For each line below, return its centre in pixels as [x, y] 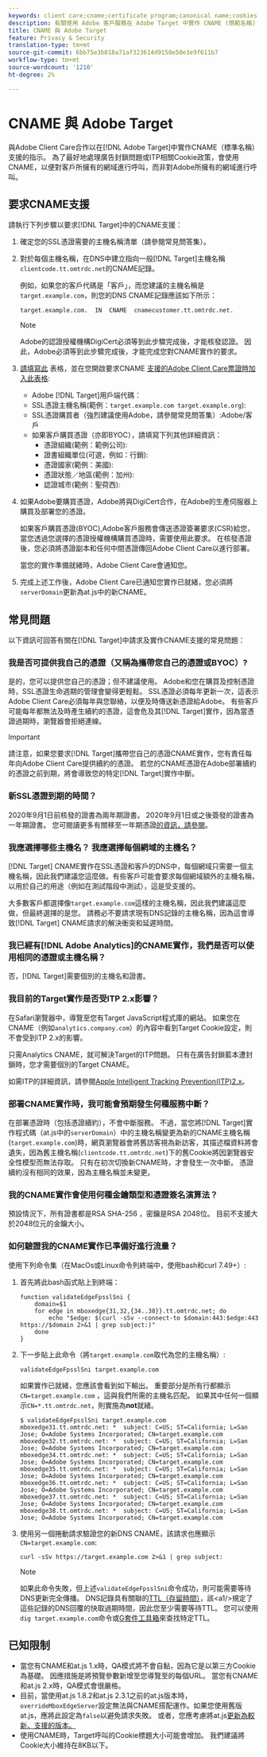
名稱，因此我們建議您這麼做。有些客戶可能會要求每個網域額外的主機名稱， [137, 876]
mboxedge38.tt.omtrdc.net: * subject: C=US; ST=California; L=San [133, 1511]
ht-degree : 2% [32, 75]
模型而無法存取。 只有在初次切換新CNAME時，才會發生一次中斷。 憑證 [138, 1162]
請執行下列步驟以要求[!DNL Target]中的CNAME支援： [95, 225]
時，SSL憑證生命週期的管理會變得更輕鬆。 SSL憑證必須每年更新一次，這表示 [133, 692]
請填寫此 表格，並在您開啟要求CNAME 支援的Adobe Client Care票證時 [134, 368]
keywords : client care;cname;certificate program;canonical [110, 16]
